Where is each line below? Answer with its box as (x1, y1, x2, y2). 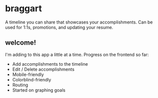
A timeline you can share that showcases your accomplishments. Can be (5, 19, 153, 25)
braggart (5, 3, 42, 14)
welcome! (5, 39, 36, 47)
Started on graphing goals (12, 87, 66, 93)
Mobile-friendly (12, 72, 44, 77)
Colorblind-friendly (12, 76, 51, 82)
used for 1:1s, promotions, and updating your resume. (5, 24, 114, 30)
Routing (12, 82, 29, 88)
